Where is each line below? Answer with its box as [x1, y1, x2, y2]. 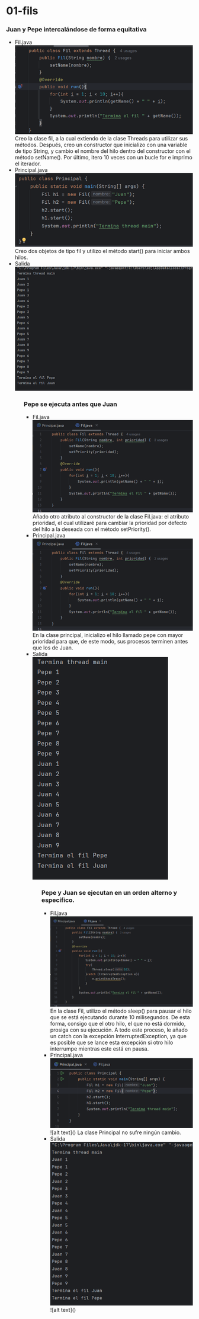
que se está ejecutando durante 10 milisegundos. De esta [50, 1013, 191, 1020]
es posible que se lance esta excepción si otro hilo [50, 1039, 174, 1046]
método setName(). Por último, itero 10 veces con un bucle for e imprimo [14, 154, 192, 161]
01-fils [6, 4, 38, 18]
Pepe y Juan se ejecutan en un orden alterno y [41, 889, 178, 897]
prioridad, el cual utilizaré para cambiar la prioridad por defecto [32, 519, 187, 526]
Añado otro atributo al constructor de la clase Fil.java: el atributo [32, 513, 190, 520]
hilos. [14, 254, 28, 261]
